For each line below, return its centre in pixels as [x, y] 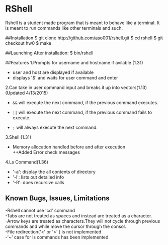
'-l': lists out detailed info [38, 177]
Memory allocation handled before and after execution [69, 147]
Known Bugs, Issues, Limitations [57, 198]
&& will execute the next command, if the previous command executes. [85, 102]
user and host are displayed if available [53, 72]
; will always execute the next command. [55, 127]
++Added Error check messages [46, 152]
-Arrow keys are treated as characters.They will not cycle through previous [83, 221]
